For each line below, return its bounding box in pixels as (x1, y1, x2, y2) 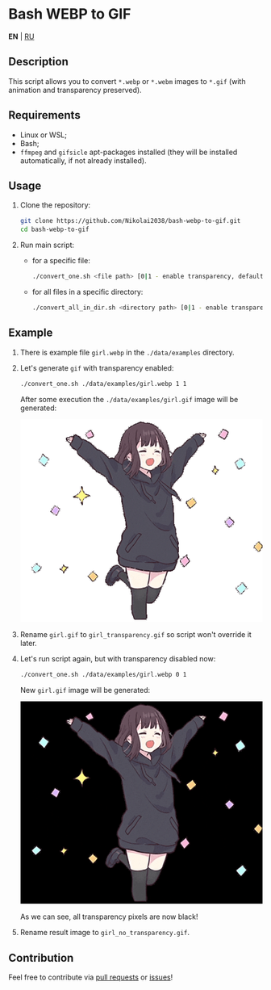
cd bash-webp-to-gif (19, 225, 90, 234)
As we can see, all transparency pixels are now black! (19, 912, 199, 921)
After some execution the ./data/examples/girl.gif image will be (19, 394, 239, 404)
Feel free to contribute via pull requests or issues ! (8, 972, 173, 982)
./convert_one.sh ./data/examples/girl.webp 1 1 (19, 380, 187, 388)
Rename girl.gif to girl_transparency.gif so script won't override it (19, 629, 252, 639)
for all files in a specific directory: (31, 287, 144, 296)
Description (8, 55, 69, 69)
